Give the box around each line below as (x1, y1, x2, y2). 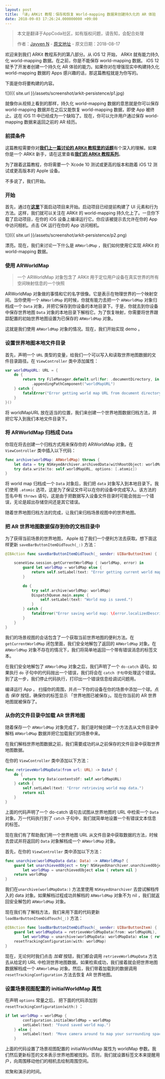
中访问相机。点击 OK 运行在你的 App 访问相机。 (5, 222, 102, 228)
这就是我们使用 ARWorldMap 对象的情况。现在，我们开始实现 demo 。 (5, 326, 142, 332)
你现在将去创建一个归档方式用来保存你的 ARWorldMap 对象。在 (5, 441, 134, 447)
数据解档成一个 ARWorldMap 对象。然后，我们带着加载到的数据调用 (5, 965, 137, 971)
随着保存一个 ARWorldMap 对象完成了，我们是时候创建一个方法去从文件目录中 (5, 724, 159, 730)
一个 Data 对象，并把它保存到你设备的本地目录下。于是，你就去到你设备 (13, 303, 159, 309)
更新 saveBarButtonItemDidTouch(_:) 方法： (9, 541, 97, 547)
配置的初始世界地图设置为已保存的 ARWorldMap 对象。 (9, 315, 116, 321)
